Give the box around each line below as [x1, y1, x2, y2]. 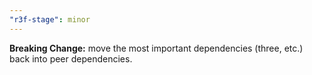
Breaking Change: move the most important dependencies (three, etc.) [9, 42, 304, 54]
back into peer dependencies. [9, 52, 133, 65]
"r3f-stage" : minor [9, 14, 91, 25]
